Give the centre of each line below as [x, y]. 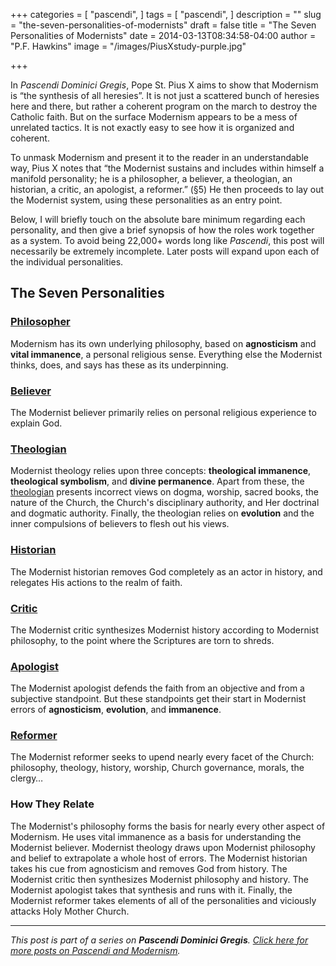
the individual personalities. [67, 262]
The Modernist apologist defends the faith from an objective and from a [157, 688]
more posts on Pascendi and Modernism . [95, 950]
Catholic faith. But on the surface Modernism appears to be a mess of [154, 117]
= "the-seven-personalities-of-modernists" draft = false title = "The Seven [163, 25]
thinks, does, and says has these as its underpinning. [119, 365]
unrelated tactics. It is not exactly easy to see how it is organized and [152, 127]
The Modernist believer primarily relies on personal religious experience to [163, 412]
